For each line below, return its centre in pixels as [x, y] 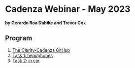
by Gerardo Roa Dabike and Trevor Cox [46, 23]
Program [19, 38]
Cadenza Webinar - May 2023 [68, 9]
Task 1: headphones [33, 55]
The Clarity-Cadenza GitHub [41, 50]
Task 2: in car [26, 61]
